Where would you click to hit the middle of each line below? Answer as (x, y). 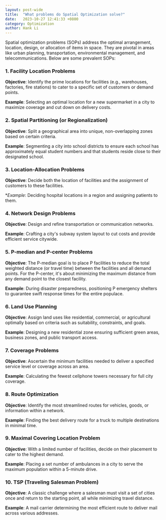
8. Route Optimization (32, 394)
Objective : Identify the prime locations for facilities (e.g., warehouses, (77, 82)
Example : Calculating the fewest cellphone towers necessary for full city (79, 376)
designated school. (25, 157)
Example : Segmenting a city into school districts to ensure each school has (82, 146)
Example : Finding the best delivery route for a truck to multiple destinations (82, 420)
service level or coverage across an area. (47, 366)
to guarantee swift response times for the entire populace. (64, 293)
